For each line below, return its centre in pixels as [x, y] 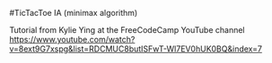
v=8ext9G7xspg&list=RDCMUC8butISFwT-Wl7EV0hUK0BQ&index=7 [136, 49]
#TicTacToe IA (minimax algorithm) [74, 13]
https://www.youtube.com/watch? [72, 39]
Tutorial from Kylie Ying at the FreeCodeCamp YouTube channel [127, 30]
